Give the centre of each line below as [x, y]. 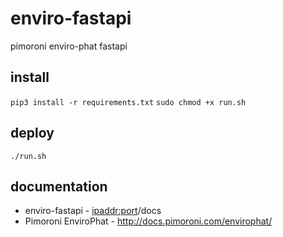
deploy [32, 133]
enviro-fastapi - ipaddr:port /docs [93, 211]
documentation [59, 186]
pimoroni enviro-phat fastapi [69, 46]
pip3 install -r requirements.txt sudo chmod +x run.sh [128, 102]
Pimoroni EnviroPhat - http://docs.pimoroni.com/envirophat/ [148, 221]
